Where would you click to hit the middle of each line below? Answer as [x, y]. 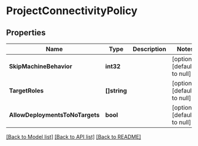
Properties [26, 33]
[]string [116, 91]
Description [149, 49]
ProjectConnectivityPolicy [72, 11]
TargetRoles [27, 91]
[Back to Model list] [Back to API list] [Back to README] [74, 137]
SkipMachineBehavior [41, 66]
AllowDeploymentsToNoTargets [55, 115]
